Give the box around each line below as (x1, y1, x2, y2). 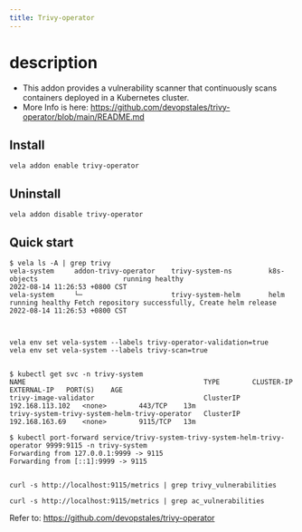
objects (9, 275, 39, 284)
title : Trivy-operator (9, 13, 95, 23)
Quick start (9, 235, 74, 250)
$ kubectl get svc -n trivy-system (9, 370, 144, 379)
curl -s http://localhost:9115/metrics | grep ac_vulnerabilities (9, 497, 265, 506)
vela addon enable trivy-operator (9, 161, 140, 170)
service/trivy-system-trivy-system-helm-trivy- (102, 433, 285, 442)
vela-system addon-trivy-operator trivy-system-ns (9, 266, 232, 276)
